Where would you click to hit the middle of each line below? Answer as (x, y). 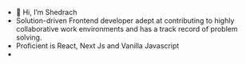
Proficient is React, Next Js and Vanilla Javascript (97, 46)
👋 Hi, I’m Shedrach (46, 12)
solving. (29, 37)
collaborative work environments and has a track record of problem (127, 29)
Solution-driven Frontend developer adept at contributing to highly (125, 21)
